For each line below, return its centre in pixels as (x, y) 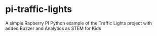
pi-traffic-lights (39, 9)
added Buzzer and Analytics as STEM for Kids (53, 28)
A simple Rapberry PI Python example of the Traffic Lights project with (79, 23)
